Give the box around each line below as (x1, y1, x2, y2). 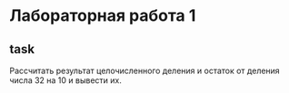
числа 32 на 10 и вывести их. (9, 75, 123, 86)
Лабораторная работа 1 (9, 5, 196, 26)
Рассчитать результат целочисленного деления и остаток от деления (9, 65, 280, 76)
